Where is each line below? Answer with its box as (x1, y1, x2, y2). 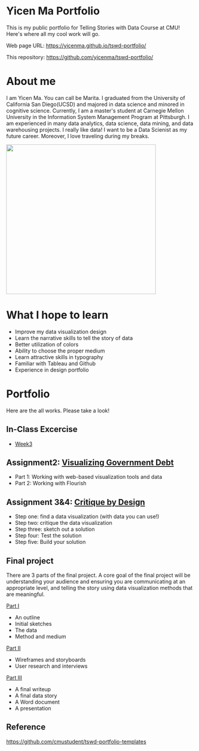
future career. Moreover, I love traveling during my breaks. (6, 132, 149, 139)
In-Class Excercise (6, 424, 78, 434)
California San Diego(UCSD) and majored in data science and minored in (6, 101, 185, 108)
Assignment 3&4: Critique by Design (6, 497, 145, 507)
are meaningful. (6, 591, 45, 598)
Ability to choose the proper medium (14, 347, 106, 354)
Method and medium (14, 633, 66, 640)
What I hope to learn (6, 308, 109, 322)
